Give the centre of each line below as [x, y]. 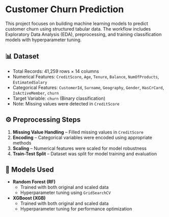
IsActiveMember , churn [36, 93]
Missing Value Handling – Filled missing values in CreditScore [78, 132]
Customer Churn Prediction [65, 9]
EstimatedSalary [30, 83]
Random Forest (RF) [34, 182]
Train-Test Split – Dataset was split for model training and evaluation [84, 153]
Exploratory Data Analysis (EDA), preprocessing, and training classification [83, 34]
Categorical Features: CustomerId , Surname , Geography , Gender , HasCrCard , [88, 87]
